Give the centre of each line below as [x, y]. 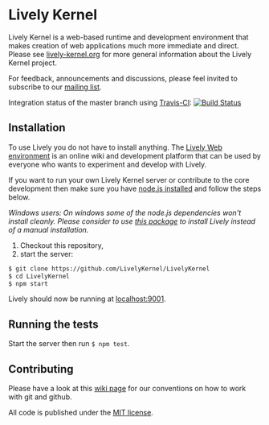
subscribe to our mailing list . [55, 87]
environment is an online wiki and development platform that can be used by [134, 155]
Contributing [41, 369]
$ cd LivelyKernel [39, 276]
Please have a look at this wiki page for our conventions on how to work [127, 388]
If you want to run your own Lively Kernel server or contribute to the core [129, 179]
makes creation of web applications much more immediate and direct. [124, 45]
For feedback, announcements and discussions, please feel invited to [123, 78]
